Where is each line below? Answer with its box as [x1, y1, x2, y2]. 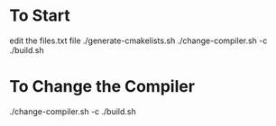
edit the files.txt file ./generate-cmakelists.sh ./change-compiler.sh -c [9, 35, 268, 46]
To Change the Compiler [9, 76, 196, 97]
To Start [9, 5, 70, 26]
